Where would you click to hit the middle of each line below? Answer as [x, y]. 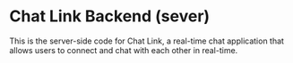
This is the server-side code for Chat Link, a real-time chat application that [147, 41]
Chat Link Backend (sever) [110, 16]
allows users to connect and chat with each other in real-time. [124, 50]
